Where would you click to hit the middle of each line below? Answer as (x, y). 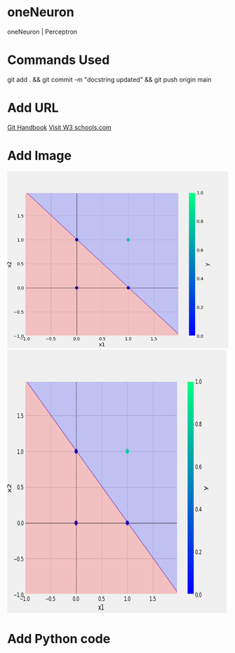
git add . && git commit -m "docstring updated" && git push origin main (109, 79)
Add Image (40, 156)
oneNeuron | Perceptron (42, 32)
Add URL (33, 108)
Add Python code (59, 639)
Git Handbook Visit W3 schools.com (60, 127)
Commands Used (59, 60)
